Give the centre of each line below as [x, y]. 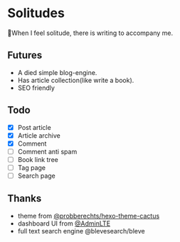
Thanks [25, 199]
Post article [34, 127]
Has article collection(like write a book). [76, 80]
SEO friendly [36, 88]
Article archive [39, 135]
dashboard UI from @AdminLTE [64, 223]
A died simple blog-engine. [57, 72]
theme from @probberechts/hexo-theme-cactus [89, 216]
